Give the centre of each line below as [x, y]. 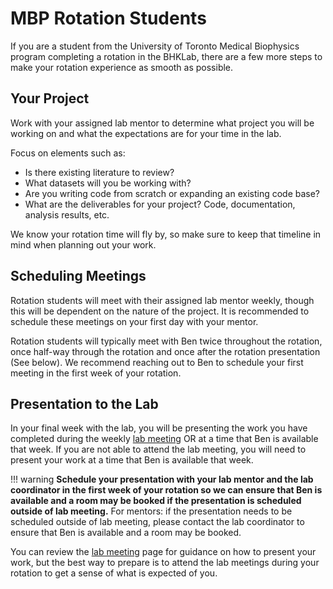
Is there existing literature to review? [99, 172]
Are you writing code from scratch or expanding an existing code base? [172, 193]
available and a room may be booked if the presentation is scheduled [156, 501]
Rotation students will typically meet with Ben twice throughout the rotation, [166, 341]
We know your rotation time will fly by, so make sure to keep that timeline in [166, 234]
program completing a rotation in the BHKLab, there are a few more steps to [166, 56]
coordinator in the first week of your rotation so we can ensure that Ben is [166, 490]
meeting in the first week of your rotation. [96, 373]
